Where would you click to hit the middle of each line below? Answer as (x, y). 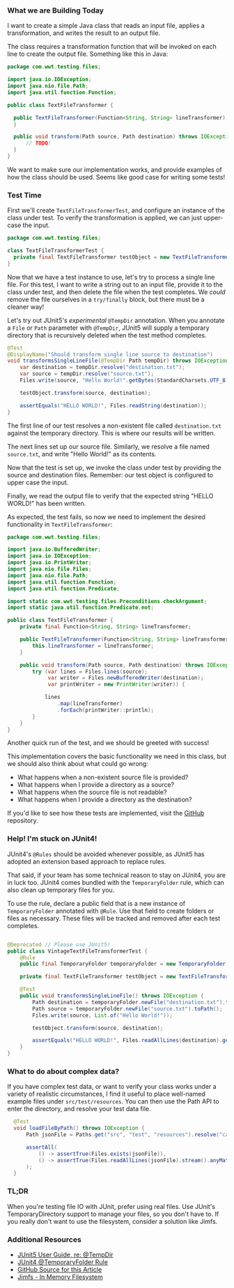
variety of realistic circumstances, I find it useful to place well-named (106, 1094)
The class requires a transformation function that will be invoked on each (112, 47)
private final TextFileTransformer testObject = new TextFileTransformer (123, 257)
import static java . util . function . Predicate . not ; (81, 608)
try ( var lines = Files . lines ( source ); (90, 672)
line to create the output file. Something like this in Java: (88, 54)
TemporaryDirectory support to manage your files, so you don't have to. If (113, 1214)
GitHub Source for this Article (60, 1269)
